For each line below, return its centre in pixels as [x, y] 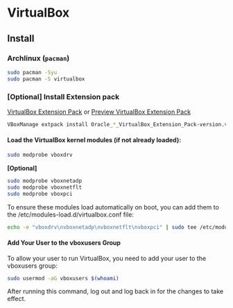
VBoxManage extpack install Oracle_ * [62, 124]
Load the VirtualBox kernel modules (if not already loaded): [94, 140]
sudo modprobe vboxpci [40, 194]
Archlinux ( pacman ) [38, 58]
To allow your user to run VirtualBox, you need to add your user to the [107, 258]
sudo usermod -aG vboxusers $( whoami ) [63, 278]
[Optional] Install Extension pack [63, 96]
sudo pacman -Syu [32, 72]
